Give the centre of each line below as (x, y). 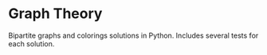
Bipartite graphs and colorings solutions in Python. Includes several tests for (133, 35)
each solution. (31, 43)
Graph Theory (55, 14)
